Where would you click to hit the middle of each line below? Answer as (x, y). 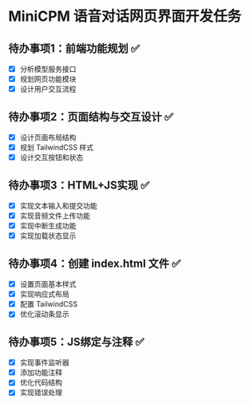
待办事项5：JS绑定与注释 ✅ (76, 341)
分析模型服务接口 (48, 69)
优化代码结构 (41, 382)
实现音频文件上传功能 (55, 216)
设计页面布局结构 (48, 137)
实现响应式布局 (44, 294)
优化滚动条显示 (44, 314)
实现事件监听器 (44, 362)
